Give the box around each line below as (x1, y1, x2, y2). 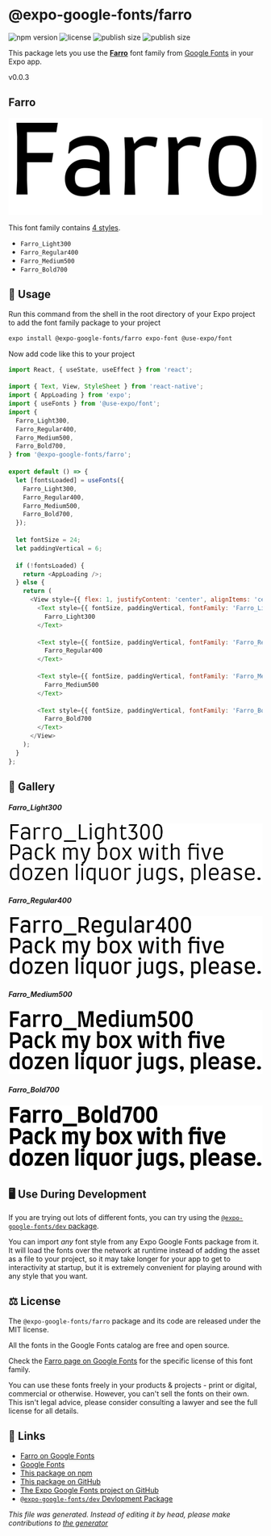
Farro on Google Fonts (19, 1450, 95, 1460)
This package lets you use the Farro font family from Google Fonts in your (8, 48, 254, 57)
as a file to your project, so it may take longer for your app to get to (8, 1254, 231, 1264)
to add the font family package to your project (8, 318, 161, 327)
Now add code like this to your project (8, 349, 135, 359)
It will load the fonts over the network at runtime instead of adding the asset (8, 1246, 261, 1255)
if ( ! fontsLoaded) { (15, 562, 85, 570)
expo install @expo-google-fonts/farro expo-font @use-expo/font (8, 334, 232, 343)
